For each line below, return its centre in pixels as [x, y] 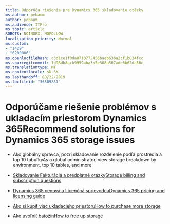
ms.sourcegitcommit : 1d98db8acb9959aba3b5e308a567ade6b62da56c [74, 63]
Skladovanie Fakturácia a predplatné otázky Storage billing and [79, 175]
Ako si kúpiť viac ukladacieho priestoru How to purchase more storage [87, 206]
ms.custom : [17, 44]
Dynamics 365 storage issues [70, 140]
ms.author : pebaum [25, 15]
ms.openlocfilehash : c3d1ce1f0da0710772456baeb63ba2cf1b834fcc [74, 58]
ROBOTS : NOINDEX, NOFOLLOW [34, 34]
